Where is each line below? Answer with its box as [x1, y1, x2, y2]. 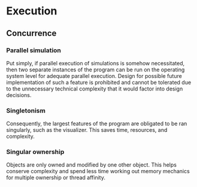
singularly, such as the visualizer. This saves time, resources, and [6, 126, 168, 134]
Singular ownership [6, 148, 65, 156]
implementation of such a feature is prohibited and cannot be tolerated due [6, 79, 192, 86]
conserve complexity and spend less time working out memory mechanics [6, 168, 190, 175]
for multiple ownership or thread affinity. [6, 174, 106, 181]
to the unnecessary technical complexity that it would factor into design [6, 85, 183, 92]
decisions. [6, 91, 32, 98]
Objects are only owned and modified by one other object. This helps [6, 161, 177, 168]
